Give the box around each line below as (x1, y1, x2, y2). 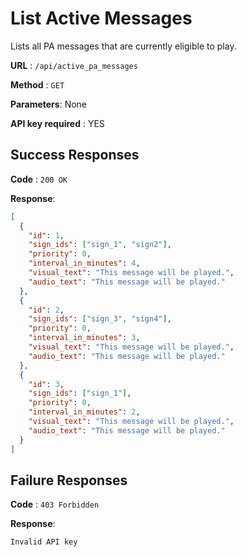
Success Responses (10, 147, 140, 164)
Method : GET (10, 78, 65, 91)
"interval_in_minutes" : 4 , (28, 258, 141, 269)
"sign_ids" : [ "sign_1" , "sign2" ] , (28, 240, 172, 250)
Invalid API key (10, 537, 78, 547)
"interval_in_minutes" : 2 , (28, 407, 141, 417)
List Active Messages (10, 7, 193, 30)
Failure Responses (10, 472, 128, 489)
